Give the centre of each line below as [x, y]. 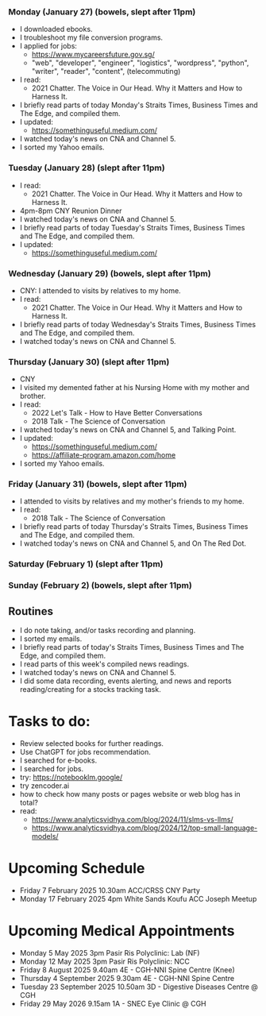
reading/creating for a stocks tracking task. [90, 690]
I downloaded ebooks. [56, 29]
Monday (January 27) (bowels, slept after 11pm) [102, 12]
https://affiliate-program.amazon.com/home [104, 455]
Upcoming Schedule [77, 869]
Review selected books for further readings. [92, 744]
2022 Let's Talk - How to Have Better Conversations [117, 413]
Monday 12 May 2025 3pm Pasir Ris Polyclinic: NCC [105, 961]
